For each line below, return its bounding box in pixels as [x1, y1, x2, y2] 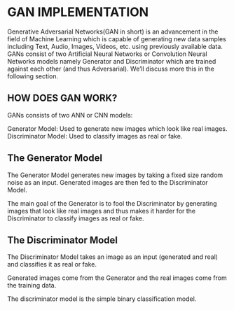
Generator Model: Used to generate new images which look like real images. [7, 124, 228, 133]
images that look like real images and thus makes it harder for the [7, 206, 196, 215]
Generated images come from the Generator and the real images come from [7, 274, 227, 282]
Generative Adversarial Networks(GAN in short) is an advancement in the [7, 27, 219, 36]
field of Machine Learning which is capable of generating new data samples [7, 34, 226, 43]
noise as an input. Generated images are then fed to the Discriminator [7, 178, 208, 186]
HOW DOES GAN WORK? [7, 92, 118, 104]
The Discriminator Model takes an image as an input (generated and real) [7, 253, 219, 261]
